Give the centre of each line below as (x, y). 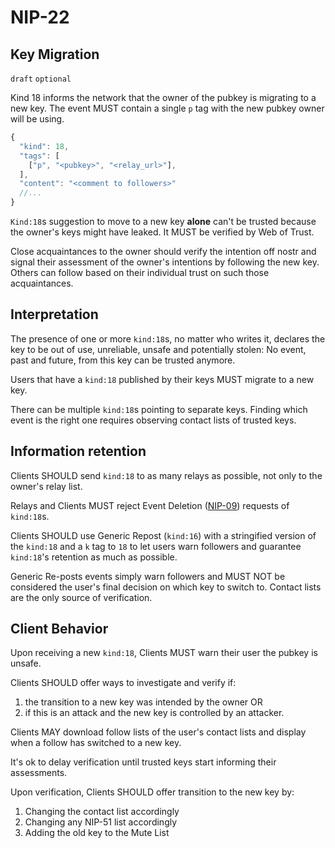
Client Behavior (59, 629)
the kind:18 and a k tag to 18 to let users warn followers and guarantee (156, 546)
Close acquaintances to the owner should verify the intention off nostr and (163, 251)
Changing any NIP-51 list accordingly (101, 822)
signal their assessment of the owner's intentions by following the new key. (165, 262)
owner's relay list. (46, 486)
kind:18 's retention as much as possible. (94, 557)
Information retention (78, 451)
